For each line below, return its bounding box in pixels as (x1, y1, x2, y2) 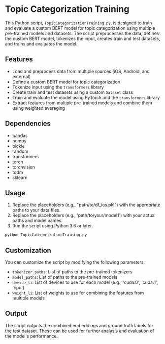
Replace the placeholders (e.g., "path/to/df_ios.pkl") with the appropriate (12, 202, 161, 208)
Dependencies (5, 120, 51, 128)
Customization (5, 246, 52, 255)
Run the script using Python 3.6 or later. (12, 223, 93, 229)
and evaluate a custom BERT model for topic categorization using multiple (5, 25, 155, 31)
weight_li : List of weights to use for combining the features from (12, 290, 144, 296)
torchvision (12, 164, 35, 170)
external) (12, 73, 31, 80)
